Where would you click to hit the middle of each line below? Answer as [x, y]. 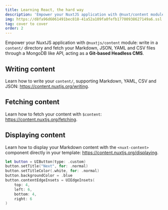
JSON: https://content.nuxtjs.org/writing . [47, 86]
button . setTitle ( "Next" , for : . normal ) [47, 166]
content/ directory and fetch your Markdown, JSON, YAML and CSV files [80, 48]
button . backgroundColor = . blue [39, 175]
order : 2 [14, 28]
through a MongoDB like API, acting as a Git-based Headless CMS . [74, 53]
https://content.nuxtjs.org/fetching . [41, 119]
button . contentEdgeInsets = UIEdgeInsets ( [50, 180]
